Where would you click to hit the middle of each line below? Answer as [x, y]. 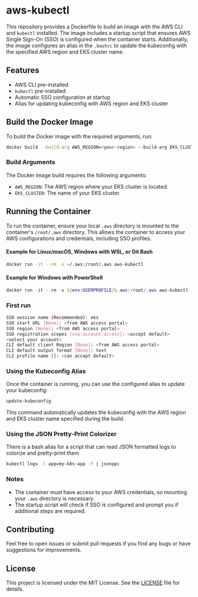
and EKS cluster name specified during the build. [65, 419]
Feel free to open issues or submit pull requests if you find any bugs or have [98, 544]
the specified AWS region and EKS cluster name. [65, 51]
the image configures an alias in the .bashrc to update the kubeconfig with [97, 46]
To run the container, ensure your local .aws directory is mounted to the [93, 226]
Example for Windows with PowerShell [55, 278]
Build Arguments [31, 162]
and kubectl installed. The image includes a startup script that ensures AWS [98, 33]
